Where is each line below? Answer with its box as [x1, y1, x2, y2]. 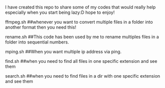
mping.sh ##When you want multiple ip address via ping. [5, 49, 122, 54]
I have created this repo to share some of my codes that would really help [5, 4, 156, 10]
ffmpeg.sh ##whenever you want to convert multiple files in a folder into [5, 19, 153, 25]
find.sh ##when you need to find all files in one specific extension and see [5, 58, 158, 64]
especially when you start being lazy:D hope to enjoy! [5, 9, 115, 15]
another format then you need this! [5, 24, 77, 30]
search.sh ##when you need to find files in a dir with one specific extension [5, 73, 161, 79]
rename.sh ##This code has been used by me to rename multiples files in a [5, 34, 159, 40]
